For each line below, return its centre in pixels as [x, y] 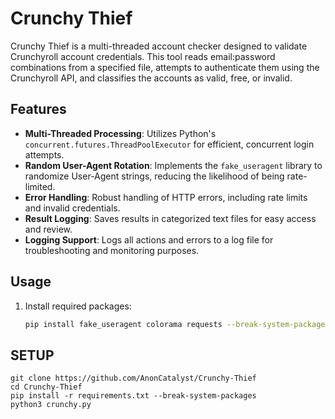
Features [38, 109]
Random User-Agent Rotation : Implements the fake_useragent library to [173, 165]
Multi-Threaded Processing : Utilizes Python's [120, 133]
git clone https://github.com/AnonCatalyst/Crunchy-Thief [133, 378]
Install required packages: [78, 306]
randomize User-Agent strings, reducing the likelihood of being [154, 176]
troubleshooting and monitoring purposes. [112, 250]
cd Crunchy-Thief [46, 387]
